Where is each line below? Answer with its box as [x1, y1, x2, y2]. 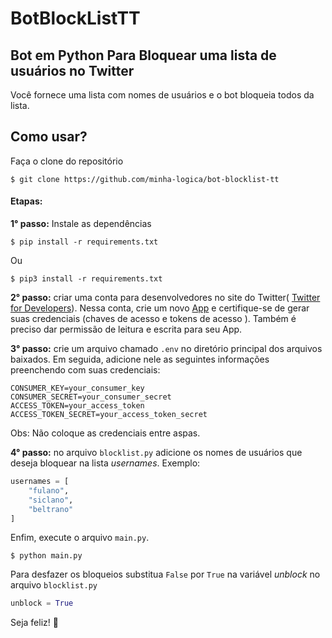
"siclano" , [28, 495, 74, 505]
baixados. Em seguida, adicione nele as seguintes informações [10, 353, 270, 366]
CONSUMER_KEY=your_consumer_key [10, 383, 145, 394]
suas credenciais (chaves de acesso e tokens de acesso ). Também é [10, 313, 297, 325]
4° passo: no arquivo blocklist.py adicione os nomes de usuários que [10, 447, 303, 459]
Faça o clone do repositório [10, 155, 124, 167]
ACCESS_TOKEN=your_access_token [10, 401, 145, 411]
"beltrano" [28, 504, 74, 514]
